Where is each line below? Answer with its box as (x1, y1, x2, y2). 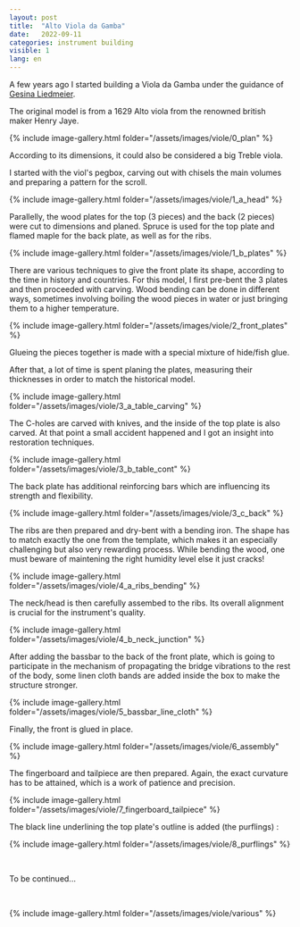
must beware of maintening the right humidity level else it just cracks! (9, 554, 265, 564)
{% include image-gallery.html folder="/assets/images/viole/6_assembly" (9, 741, 279, 751)
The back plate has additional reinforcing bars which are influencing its (9, 481, 271, 491)
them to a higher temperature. (9, 303, 120, 313)
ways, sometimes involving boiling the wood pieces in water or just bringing (9, 294, 288, 304)
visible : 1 (9, 46, 50, 55)
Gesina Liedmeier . (9, 88, 76, 99)
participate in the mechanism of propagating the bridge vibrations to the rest (9, 661, 291, 671)
